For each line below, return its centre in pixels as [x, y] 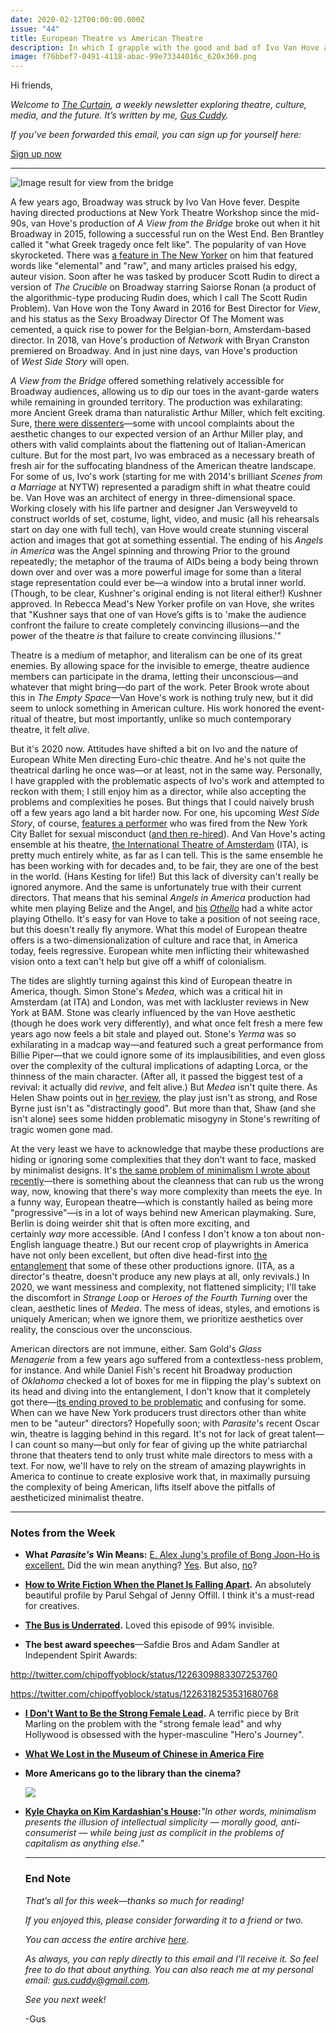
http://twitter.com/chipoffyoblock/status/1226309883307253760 [144, 1675]
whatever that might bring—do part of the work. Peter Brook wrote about [160, 687]
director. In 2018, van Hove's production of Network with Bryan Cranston [160, 340]
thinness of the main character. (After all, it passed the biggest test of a [156, 1077]
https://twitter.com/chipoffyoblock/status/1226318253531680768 [144, 1694]
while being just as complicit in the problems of [187, 1833]
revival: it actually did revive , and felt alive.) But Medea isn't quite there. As [164, 1087]
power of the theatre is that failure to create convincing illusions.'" [146, 636]
